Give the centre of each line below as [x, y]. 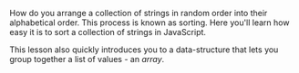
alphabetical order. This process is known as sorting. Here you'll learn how [149, 23]
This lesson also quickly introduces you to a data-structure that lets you [144, 50]
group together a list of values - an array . [87, 59]
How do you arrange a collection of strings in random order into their [139, 13]
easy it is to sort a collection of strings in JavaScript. [108, 32]
